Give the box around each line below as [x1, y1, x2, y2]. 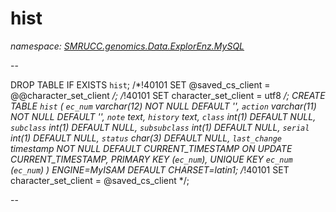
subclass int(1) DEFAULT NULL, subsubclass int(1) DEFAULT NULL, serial [10, 121, 310, 133]
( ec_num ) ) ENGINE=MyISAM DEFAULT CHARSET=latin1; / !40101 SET [10, 163, 290, 176]
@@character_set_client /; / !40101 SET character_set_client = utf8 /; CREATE [10, 89, 326, 101]
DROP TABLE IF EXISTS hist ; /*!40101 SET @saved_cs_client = [10, 78, 271, 91]
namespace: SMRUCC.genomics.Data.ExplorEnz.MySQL [10, 40, 245, 52]
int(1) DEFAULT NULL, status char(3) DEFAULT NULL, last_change [10, 132, 282, 144]
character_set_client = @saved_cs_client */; [10, 174, 190, 186]
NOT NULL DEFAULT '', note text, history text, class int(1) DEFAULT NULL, [10, 110, 317, 122]
